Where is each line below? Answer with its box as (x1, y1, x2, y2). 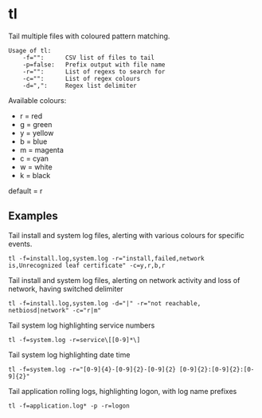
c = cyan (19, 153, 49, 163)
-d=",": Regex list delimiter (22, 82, 137, 90)
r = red (19, 111, 42, 121)
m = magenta (19, 145, 64, 154)
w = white (19, 161, 53, 172)
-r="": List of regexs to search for (22, 67, 166, 76)
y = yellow (19, 128, 54, 137)
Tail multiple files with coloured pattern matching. (8, 31, 170, 41)
